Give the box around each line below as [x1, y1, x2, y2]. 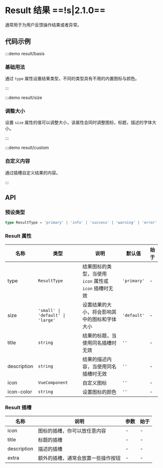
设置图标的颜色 [82, 388, 117, 395]
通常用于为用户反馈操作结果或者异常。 [5, 22, 81, 28]
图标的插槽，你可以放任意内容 [38, 427, 106, 434]
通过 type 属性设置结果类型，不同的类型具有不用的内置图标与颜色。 [5, 76, 140, 81]
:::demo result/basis [5, 50, 45, 56]
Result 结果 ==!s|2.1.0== [5, 5, 106, 16]
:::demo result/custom [5, 145, 49, 151]
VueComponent [38, 380, 68, 385]
